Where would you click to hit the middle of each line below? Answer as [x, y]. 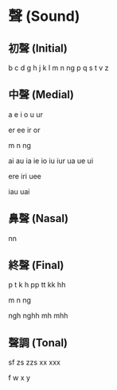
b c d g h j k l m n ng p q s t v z [58, 68]
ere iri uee [25, 176]
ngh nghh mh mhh [38, 316]
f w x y [19, 378]
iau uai [19, 191]
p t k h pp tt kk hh [37, 285]
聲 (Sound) [44, 16]
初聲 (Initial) [38, 48]
